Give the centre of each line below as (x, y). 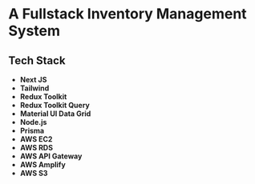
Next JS (33, 80)
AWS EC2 (36, 139)
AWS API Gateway (51, 156)
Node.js (33, 122)
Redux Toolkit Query (55, 105)
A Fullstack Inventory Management (127, 14)
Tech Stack (37, 60)
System (34, 31)
